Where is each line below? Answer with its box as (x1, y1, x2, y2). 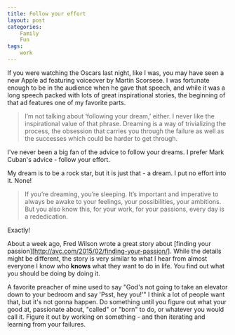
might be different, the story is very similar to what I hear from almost (7, 254, 208, 263)
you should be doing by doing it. (7, 269, 100, 278)
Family (20, 29, 39, 37)
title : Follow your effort (7, 10, 86, 18)
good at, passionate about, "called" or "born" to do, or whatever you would (7, 305, 224, 313)
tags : (7, 43, 23, 50)
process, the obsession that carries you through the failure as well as (24, 127, 224, 135)
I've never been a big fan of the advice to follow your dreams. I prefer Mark (7, 148, 224, 156)
